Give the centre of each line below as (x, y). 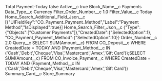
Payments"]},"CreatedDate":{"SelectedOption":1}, (102, 32)
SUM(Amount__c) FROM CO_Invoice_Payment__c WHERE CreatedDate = (78, 58)
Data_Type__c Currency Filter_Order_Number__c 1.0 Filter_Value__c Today (79, 12)
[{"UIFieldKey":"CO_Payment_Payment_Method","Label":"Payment (72, 22)
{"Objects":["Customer (28, 32)
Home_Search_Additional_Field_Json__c (45, 17)
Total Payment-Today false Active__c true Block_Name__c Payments (73, 7)
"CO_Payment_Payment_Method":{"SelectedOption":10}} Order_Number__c (81, 38)
